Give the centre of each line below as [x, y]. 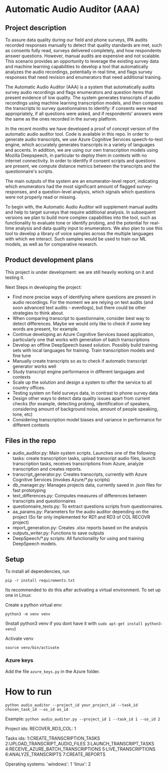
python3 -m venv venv [28, 614]
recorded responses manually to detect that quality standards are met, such [83, 45]
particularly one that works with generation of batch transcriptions [81, 340]
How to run [29, 691]
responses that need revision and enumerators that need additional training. [83, 77]
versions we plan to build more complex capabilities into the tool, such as [81, 217]
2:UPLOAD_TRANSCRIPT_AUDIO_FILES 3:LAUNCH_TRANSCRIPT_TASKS [80, 743]
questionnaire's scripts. [29, 171]
